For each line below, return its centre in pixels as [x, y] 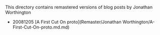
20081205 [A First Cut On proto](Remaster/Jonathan [67, 22]
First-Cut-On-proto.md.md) [41, 27]
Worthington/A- [139, 22]
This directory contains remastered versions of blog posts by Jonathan [79, 7]
